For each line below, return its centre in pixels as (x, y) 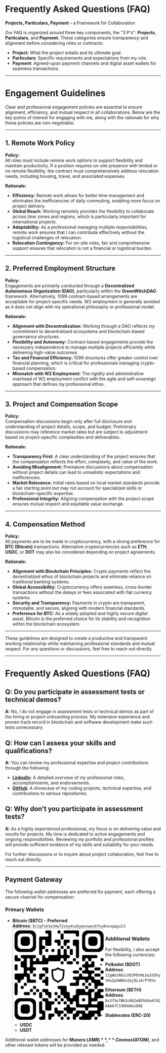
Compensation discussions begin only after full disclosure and (68, 421)
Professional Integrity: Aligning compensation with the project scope (83, 499)
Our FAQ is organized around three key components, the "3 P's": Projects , (81, 32)
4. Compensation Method (45, 524)
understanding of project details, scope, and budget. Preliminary (71, 427)
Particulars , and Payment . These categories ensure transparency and (77, 38)
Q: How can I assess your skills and (61, 743)
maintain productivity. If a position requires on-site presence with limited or (82, 165)
